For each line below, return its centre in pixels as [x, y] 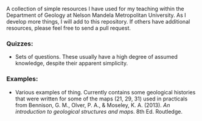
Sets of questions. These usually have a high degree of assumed [96, 57]
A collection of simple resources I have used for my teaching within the [95, 9]
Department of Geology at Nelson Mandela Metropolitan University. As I [96, 15]
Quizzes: [20, 44]
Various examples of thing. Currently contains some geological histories [105, 92]
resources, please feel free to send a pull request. [69, 28]
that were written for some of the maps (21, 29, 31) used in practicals [101, 99]
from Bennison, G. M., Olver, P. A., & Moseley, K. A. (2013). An [92, 105]
